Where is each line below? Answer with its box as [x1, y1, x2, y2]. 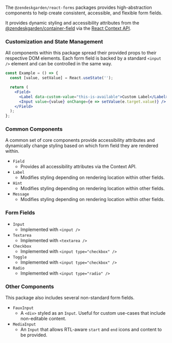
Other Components [5, 283, 54, 290]
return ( [10, 85, 29, 90]
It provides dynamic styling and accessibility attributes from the [5, 20, 140, 26]
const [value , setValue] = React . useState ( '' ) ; [10, 76, 114, 81]
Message [12, 192, 29, 197]
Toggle [12, 255, 27, 260]
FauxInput [12, 305, 34, 311]
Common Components [5, 125, 63, 133]
